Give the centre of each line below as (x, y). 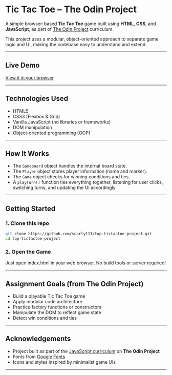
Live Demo (23, 65)
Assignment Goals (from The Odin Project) (74, 284)
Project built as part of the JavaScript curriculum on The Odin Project (86, 351)
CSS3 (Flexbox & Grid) (36, 116)
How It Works (27, 153)
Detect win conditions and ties (45, 318)
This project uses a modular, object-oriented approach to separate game (82, 39)
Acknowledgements (38, 339)
